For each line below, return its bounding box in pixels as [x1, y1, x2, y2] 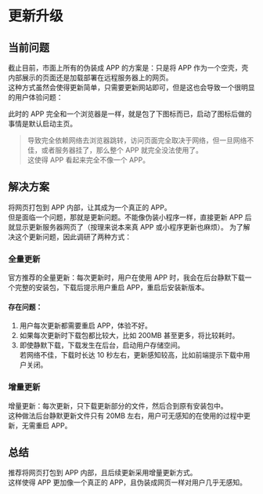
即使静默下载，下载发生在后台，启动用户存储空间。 [19, 340, 185, 350]
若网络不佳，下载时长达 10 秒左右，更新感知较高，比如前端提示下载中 [19, 351, 244, 360]
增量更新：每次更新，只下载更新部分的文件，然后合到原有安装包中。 [8, 401, 228, 410]
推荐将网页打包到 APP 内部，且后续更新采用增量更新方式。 [8, 468, 197, 478]
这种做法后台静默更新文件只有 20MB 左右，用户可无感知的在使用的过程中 [8, 411, 244, 420]
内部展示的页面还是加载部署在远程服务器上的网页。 [8, 73, 173, 82]
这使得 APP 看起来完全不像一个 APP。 [27, 155, 150, 165]
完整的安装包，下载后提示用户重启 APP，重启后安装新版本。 [14, 283, 209, 292]
